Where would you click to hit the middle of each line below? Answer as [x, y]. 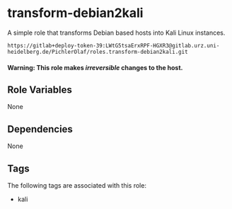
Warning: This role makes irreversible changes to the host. [95, 67]
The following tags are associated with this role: [77, 185]
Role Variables [40, 90]
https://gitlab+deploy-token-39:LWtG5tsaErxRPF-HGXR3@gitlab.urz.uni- [114, 45]
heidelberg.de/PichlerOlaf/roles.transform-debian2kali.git [98, 52]
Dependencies [40, 129]
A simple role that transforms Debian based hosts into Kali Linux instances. [116, 33]
